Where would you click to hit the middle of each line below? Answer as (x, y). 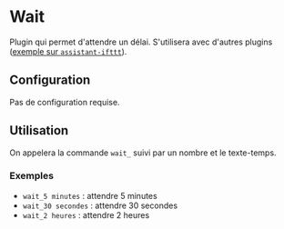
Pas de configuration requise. (65, 102)
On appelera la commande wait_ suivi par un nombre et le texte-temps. (143, 153)
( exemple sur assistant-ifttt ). (68, 51)
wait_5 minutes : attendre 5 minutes (90, 195)
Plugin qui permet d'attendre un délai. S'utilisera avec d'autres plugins (141, 42)
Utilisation (39, 130)
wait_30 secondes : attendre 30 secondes (100, 205)
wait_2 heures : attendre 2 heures (86, 214)
